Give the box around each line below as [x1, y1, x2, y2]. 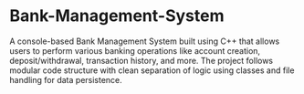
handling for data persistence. [9, 74, 123, 85]
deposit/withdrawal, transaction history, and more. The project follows [9, 55, 274, 66]
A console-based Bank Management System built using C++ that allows [9, 36, 280, 47]
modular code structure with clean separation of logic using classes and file [9, 65, 295, 76]
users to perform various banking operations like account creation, [9, 45, 261, 56]
